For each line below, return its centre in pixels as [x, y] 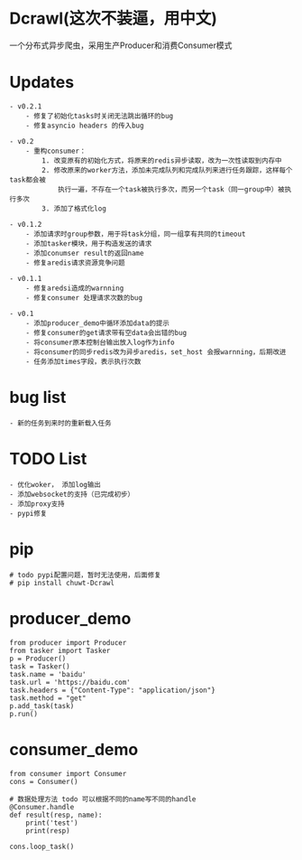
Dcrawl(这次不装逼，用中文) [114, 19]
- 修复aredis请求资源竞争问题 [75, 263]
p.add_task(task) [42, 706]
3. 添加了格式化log [74, 209]
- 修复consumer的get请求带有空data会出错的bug [106, 332]
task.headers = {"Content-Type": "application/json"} [113, 690]
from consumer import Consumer [68, 773]
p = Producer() [38, 659]
